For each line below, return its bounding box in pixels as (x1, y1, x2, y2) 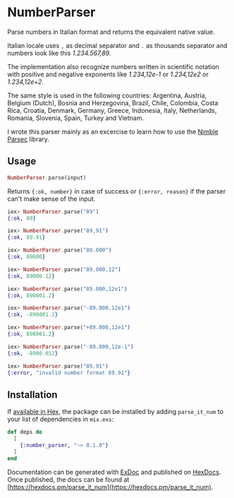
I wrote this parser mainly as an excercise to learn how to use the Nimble (7, 127, 218, 136)
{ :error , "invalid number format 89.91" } (7, 369, 131, 377)
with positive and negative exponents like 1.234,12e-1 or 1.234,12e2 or (7, 70, 209, 78)
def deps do (7, 429, 42, 436)
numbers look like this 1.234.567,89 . (7, 49, 111, 57)
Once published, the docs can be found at (7, 475, 130, 484)
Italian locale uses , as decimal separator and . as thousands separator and (7, 41, 228, 49)
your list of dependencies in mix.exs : (7, 415, 114, 424)
